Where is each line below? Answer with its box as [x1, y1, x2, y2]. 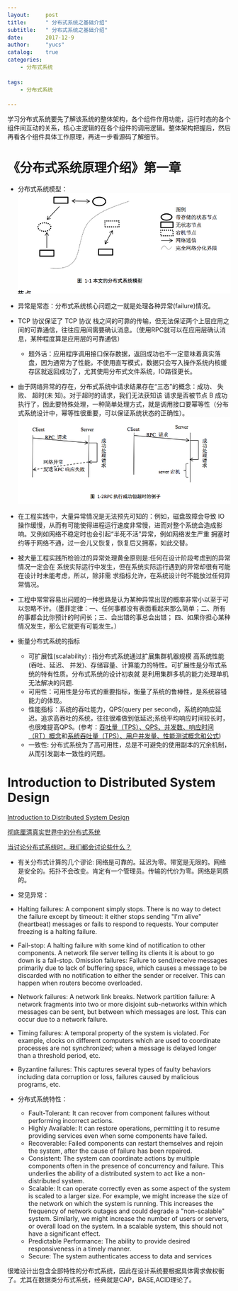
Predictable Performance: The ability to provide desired [28, 1236, 191, 1245]
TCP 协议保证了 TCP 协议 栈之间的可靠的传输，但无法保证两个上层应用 [17, 317, 224, 325]
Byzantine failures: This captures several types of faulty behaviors [17, 1065, 211, 1073]
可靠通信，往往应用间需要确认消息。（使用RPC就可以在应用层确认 [30, 326, 220, 334]
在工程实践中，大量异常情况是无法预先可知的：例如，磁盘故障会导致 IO [17, 512, 225, 521]
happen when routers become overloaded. [17, 979, 143, 987]
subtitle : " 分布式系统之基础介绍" [7, 26, 108, 33]
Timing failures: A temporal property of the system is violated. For [17, 1028, 210, 1037]
